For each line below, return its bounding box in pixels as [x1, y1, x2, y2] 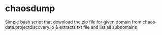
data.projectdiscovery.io [5, 24, 54, 30]
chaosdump [5, 3, 55, 14]
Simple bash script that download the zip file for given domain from [5, 19, 142, 25]
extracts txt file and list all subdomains [59, 24, 137, 30]
